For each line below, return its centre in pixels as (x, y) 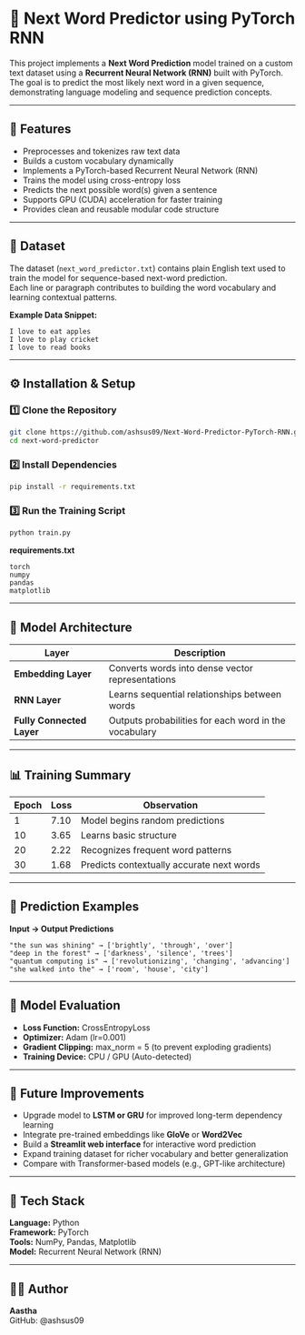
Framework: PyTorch (49, 1232)
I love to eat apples (50, 331)
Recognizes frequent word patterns (156, 849)
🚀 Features (40, 130)
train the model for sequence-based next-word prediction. (118, 277)
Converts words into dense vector (181, 668)
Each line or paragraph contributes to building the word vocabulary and (143, 287)
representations (143, 679)
